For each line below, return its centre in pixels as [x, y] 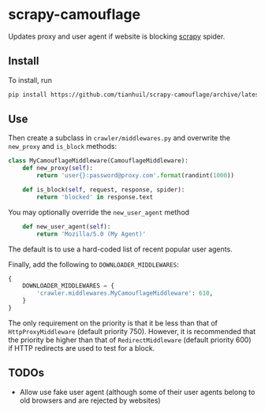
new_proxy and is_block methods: [62, 147]
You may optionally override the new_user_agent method [99, 212]
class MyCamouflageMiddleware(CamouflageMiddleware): [99, 161]
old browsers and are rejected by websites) [90, 400]
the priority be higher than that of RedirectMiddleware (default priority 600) [130, 340]
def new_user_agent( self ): [67, 226]
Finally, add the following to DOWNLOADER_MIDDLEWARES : [93, 264]
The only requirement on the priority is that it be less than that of [113, 323]
